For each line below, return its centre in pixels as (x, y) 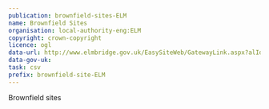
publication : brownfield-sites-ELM (68, 16)
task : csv (25, 68)
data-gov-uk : (30, 60)
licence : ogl (30, 45)
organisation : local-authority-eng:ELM (75, 30)
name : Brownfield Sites (48, 23)
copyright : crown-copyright (55, 38)
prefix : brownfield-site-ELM (57, 75)
